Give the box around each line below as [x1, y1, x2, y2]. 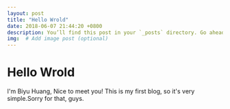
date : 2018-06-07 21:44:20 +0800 [7, 22, 103, 29]
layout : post [7, 10, 44, 17]
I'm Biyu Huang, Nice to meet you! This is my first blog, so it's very [7, 87, 195, 95]
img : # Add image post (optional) [7, 35, 109, 42]
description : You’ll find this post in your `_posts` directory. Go [7, 29, 207, 36]
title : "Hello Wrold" [7, 16, 69, 23]
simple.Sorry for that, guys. [7, 95, 84, 103]
